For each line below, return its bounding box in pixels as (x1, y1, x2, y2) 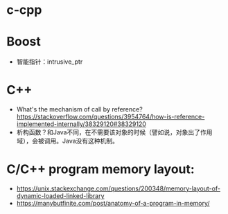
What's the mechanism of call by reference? (16, 105, 143, 114)
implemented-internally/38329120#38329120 (16, 120, 147, 128)
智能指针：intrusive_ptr (16, 57, 83, 66)
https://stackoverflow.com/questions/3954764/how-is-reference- (16, 113, 205, 121)
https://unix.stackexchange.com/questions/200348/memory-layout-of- (16, 184, 221, 193)
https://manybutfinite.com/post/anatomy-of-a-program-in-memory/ (16, 199, 210, 207)
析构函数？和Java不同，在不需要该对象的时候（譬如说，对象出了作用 (16, 128, 213, 136)
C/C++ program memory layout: (6, 161, 195, 177)
